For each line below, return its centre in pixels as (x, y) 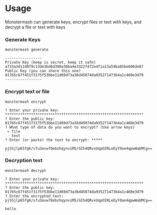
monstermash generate (27, 50)
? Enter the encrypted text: (34, 196)
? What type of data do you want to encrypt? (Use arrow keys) (70, 127)
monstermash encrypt (26, 102)
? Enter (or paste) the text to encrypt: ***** (54, 140)
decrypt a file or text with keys (35, 27)
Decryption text (24, 161)
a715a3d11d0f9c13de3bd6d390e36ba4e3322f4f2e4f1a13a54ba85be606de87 (74, 67)
